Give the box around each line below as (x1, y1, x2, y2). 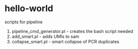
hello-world (4, 3, 54, 14)
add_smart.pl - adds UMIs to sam (11, 33, 79, 39)
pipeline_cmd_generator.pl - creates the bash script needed (11, 28, 134, 34)
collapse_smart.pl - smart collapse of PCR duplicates (11, 38, 119, 44)
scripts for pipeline (4, 19, 43, 25)
